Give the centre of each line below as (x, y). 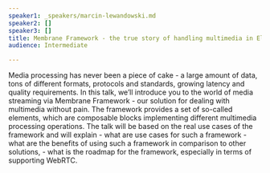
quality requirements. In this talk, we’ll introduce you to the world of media (131, 92)
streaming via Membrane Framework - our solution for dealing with (119, 101)
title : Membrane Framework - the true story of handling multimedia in (131, 38)
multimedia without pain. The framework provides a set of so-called (121, 110)
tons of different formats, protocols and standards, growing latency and (127, 84)
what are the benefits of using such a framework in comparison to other (127, 143)
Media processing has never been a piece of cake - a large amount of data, (133, 75)
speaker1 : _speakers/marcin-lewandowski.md (82, 16)
